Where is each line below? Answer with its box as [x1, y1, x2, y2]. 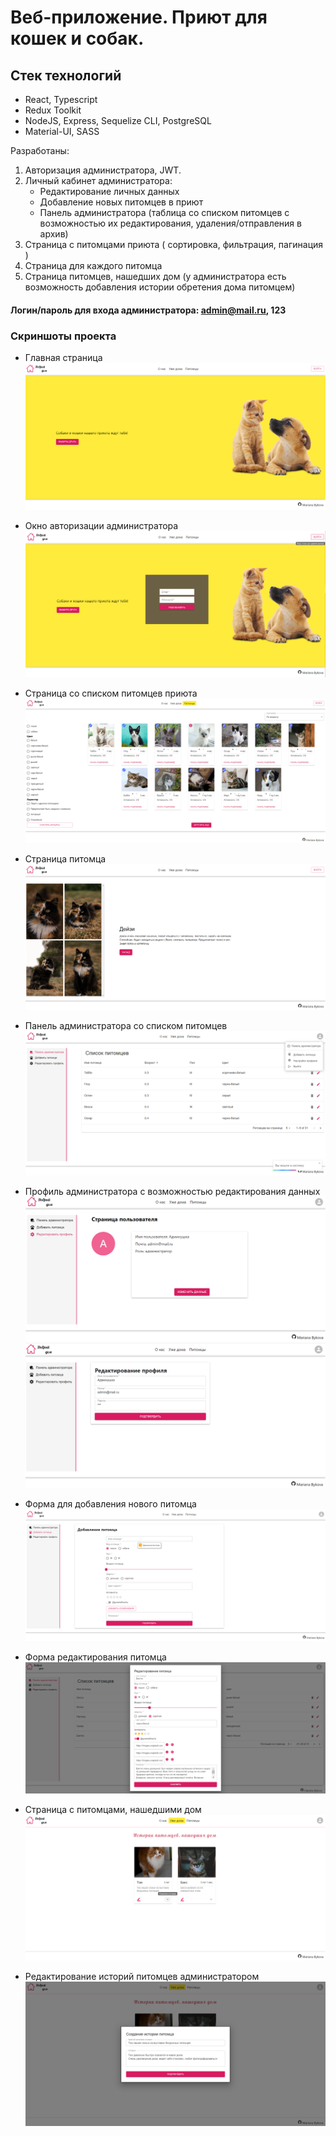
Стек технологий [10, 67, 122, 84]
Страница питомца [24, 853, 107, 865]
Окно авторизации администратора [24, 519, 179, 531]
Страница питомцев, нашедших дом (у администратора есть [24, 271, 287, 282]
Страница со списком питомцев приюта [24, 687, 198, 699]
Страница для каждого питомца [24, 260, 163, 271]
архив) [39, 228, 69, 240]
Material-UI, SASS [24, 126, 100, 137]
